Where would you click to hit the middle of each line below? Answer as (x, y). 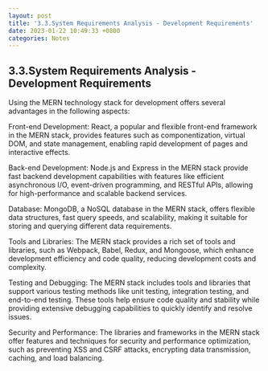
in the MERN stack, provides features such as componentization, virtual (127, 135)
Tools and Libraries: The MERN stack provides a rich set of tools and (122, 242)
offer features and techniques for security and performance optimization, (130, 341)
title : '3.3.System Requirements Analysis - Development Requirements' (131, 23)
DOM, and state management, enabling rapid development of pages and (128, 144)
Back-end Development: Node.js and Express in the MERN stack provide (128, 168)
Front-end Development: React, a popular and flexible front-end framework (133, 127)
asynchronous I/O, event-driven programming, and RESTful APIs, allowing (131, 185)
